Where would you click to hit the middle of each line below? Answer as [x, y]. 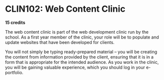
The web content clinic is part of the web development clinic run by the [77, 32]
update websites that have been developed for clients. [60, 42]
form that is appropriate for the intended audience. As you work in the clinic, [82, 62]
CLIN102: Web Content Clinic [65, 9]
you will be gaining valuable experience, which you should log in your [75, 67]
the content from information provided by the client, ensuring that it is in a [79, 57]
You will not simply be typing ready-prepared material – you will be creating [81, 52]
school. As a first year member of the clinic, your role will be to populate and [82, 37]
